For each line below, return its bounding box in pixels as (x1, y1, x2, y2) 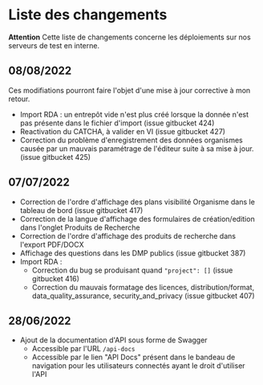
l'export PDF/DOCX (19, 240, 84, 249)
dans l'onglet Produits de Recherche (19, 223, 140, 232)
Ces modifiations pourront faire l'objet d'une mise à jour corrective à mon (8, 85, 251, 95)
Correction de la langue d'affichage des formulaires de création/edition (19, 214, 255, 223)
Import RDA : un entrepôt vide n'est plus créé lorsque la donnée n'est (19, 109, 249, 119)
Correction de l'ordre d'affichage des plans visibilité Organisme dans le (19, 197, 255, 207)
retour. (8, 94, 30, 104)
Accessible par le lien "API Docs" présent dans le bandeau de (31, 352, 236, 362)
